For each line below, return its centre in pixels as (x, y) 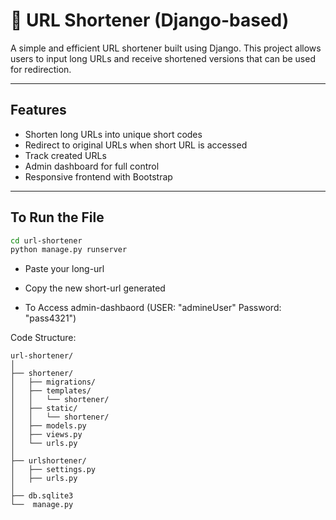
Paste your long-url (64, 269)
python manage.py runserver (69, 250)
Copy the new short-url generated (95, 288)
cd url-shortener (46, 240)
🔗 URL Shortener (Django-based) (150, 20)
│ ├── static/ (44, 409)
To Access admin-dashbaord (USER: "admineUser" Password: (153, 308)
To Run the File (57, 217)
